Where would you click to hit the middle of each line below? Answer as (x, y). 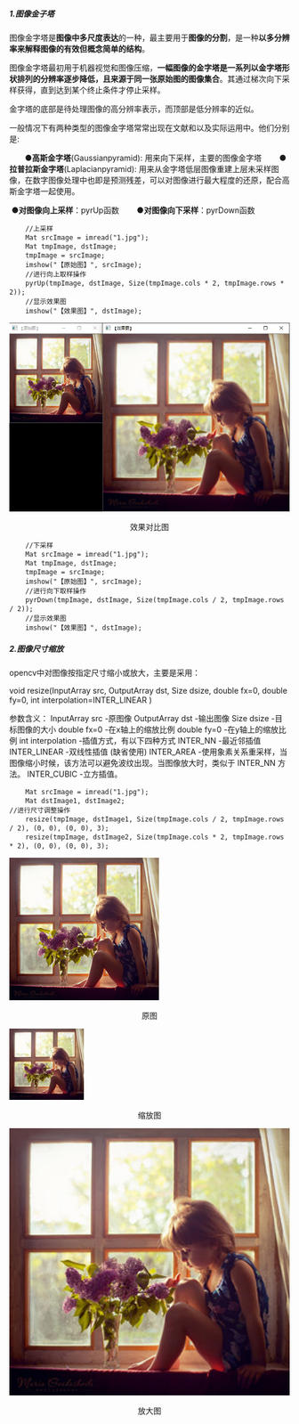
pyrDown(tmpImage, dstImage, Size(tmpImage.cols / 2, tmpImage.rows (155, 600)
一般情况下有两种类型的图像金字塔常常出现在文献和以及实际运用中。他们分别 (149, 127)
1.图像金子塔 (32, 13)
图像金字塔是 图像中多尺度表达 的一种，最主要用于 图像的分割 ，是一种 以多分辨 (149, 37)
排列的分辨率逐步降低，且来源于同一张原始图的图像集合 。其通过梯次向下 (149, 78)
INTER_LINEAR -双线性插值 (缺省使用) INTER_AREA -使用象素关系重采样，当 (148, 752)
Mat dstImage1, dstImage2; (75, 802)
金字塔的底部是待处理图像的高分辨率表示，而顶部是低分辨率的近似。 (134, 109)
